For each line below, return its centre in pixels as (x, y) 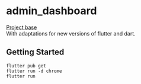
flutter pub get (26, 66)
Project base (22, 27)
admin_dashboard (52, 11)
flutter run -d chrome (34, 71)
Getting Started (35, 52)
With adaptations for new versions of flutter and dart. (71, 33)
